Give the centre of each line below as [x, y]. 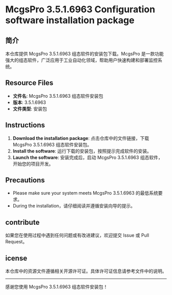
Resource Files [29, 83]
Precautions [25, 180]
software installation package [70, 20]
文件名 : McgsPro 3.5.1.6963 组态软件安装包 [58, 96]
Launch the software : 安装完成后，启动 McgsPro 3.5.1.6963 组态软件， [88, 157]
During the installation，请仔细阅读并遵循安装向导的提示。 [74, 206]
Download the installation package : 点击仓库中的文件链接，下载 [81, 138]
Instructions [25, 125]
